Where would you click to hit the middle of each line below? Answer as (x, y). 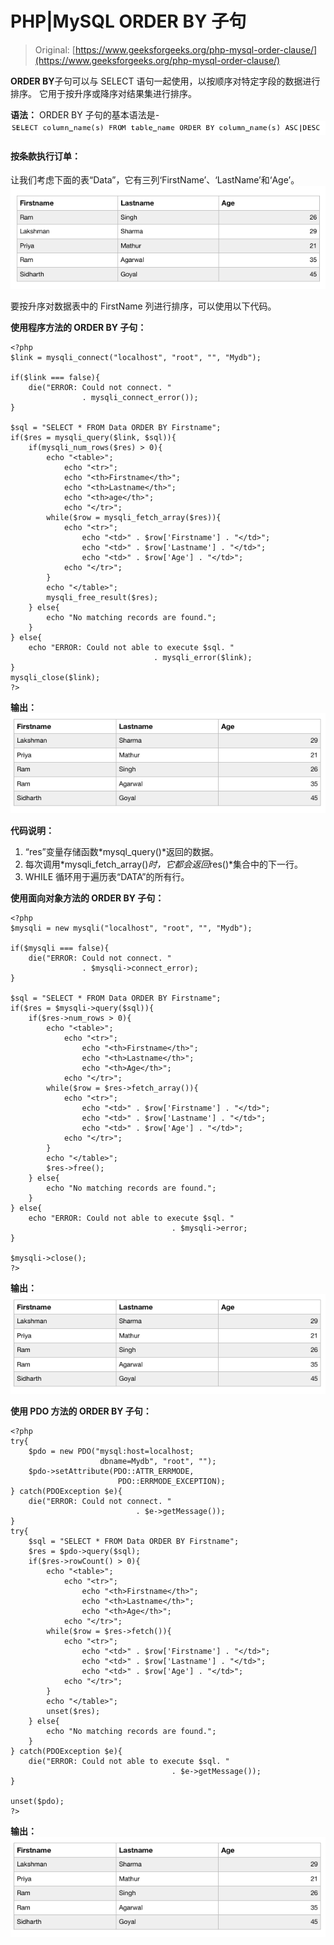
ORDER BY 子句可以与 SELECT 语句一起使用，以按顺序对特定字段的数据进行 (165, 81)
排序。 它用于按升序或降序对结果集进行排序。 (103, 93)
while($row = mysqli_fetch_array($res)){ (134, 517)
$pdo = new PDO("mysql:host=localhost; (111, 1452)
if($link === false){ (55, 377)
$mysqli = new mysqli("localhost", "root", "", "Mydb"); (131, 928)
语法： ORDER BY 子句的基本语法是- (85, 114)
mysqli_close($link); (55, 677)
